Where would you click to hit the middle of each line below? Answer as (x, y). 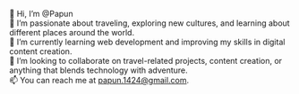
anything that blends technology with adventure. (98, 70)
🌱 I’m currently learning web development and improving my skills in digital (147, 42)
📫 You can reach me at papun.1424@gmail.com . (99, 80)
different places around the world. (72, 32)
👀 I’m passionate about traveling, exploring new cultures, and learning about (149, 23)
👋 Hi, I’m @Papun (41, 14)
